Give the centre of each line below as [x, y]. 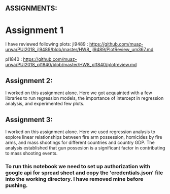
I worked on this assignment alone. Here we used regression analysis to [80, 132]
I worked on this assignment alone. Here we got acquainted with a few [79, 93]
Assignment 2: [29, 81]
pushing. [16, 185]
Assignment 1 [35, 30]
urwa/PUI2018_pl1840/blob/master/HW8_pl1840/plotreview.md [71, 65]
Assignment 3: [29, 119]
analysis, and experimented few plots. [45, 104]
